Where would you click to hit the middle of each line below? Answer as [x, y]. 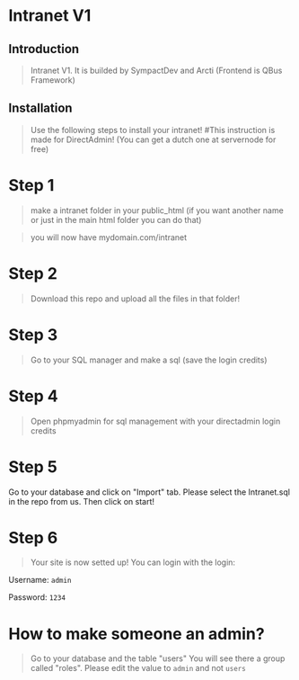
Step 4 [34, 396]
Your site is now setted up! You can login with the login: [132, 562]
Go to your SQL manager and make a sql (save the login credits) [149, 360]
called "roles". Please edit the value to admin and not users [138, 668]
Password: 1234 [37, 597]
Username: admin [40, 580]
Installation [40, 108]
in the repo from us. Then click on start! [81, 501]
